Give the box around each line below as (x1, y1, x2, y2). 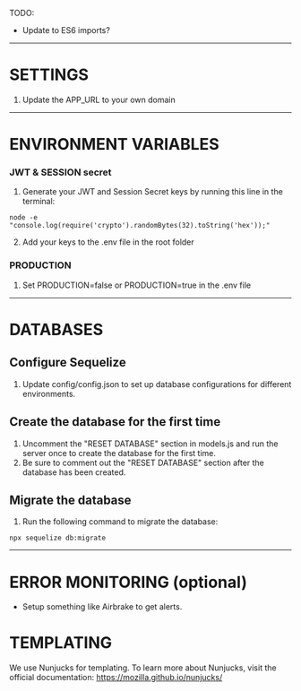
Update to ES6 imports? (21, 25, 110, 35)
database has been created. (21, 466, 126, 478)
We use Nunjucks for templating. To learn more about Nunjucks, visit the (9, 662, 277, 673)
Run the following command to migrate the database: (21, 516, 219, 527)
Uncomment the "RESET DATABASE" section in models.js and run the (21, 438, 279, 449)
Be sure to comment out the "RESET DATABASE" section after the (21, 457, 264, 468)
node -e (9, 213, 39, 222)
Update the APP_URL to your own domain (21, 94, 176, 105)
